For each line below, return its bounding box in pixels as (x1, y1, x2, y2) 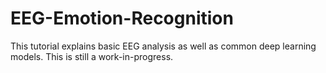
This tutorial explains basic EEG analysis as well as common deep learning (10, 40, 317, 52)
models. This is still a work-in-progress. (10, 50, 174, 62)
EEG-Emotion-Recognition (10, 7, 234, 30)
